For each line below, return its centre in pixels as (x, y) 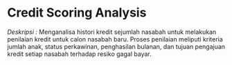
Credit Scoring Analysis (77, 13)
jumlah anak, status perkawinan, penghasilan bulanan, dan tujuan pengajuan (116, 46)
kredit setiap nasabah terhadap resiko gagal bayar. (79, 54)
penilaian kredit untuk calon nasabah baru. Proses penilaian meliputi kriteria (115, 39)
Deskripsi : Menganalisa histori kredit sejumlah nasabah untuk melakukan (112, 32)
